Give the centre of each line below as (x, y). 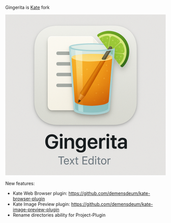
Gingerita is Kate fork (27, 7)
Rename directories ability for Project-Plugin (59, 215)
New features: (20, 183)
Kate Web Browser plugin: (40, 193)
